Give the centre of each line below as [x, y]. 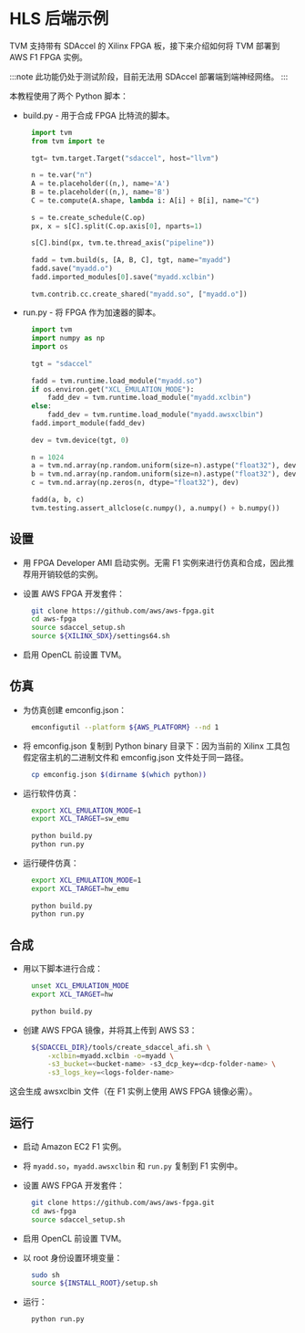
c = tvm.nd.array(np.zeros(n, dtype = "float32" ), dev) [135, 483]
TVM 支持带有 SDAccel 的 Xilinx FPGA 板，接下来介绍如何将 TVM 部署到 [145, 46]
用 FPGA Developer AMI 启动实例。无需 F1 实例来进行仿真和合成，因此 [154, 562]
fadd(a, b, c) [58, 499]
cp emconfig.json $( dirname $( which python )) [119, 774]
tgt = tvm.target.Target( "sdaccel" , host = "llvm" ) [125, 158]
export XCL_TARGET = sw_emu [80, 819]
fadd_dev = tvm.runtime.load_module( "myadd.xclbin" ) [149, 398]
